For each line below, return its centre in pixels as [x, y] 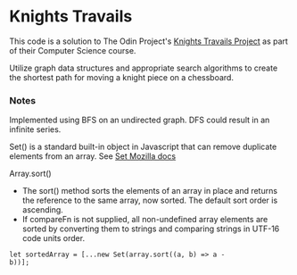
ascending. [43, 210]
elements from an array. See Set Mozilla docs [93, 156]
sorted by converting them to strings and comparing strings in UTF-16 [151, 229]
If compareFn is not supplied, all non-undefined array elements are [145, 220]
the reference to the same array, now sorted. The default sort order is [150, 200]
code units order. [54, 238]
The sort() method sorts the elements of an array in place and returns [150, 191]
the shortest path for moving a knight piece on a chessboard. [122, 77]
